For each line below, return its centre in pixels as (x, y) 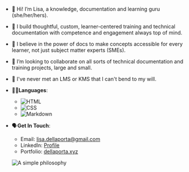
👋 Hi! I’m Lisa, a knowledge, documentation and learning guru (86, 9)
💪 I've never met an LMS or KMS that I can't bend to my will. (84, 79)
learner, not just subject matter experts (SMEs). (68, 50)
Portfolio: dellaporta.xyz (49, 151)
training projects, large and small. (52, 68)
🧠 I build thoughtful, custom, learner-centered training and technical (93, 27)
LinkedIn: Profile (40, 145)
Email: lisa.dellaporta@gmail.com (60, 139)
